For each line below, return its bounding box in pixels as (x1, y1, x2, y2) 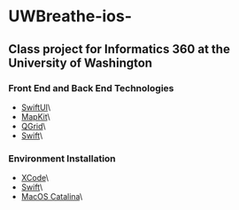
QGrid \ (20, 121, 46, 131)
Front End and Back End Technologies (8, 82, 174, 94)
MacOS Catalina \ (20, 191, 83, 202)
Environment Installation (8, 152, 116, 165)
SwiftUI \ (20, 102, 51, 113)
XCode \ (20, 173, 50, 183)
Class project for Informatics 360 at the (8, 42, 231, 57)
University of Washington (8, 55, 152, 70)
